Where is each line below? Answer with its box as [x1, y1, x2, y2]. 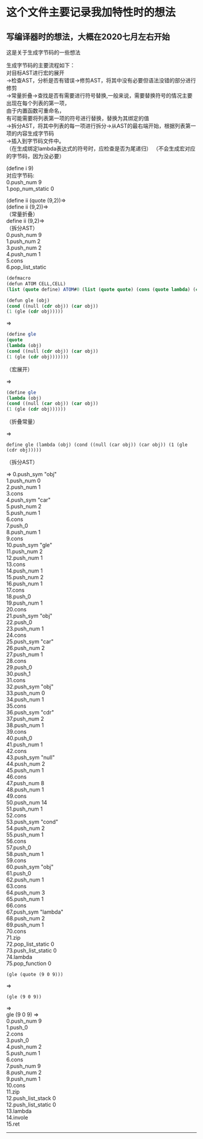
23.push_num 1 [6, 625, 44, 633]
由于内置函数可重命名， [6, 107, 65, 114]
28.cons [6, 657, 27, 665]
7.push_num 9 [6, 1063, 41, 1070]
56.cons [6, 837, 27, 845]
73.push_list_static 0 [6, 947, 57, 954]
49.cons [6, 792, 27, 800]
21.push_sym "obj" [6, 613, 53, 620]
